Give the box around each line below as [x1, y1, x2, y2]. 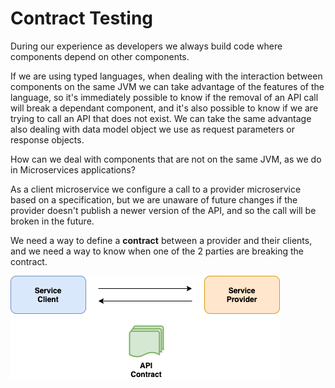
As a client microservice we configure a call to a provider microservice [10, 183, 302, 195]
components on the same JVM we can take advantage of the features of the [10, 80, 325, 92]
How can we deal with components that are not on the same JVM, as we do [10, 153, 322, 165]
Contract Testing [10, 7, 154, 30]
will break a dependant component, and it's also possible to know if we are [10, 102, 319, 114]
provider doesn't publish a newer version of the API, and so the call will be [10, 204, 317, 216]
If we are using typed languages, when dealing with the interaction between [10, 70, 323, 82]
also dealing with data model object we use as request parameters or [10, 123, 295, 135]
